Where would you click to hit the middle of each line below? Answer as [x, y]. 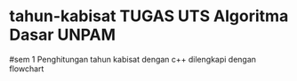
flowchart [27, 69]
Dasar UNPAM [63, 35]
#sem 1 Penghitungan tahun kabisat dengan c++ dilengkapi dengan [132, 59]
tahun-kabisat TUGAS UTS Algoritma [149, 16]
